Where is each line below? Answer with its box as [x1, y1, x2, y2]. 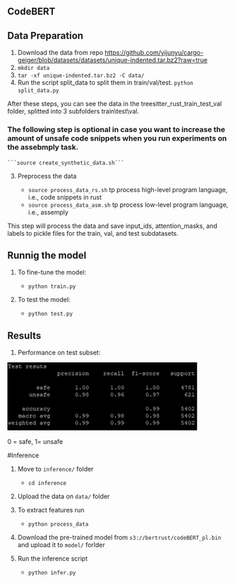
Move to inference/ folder [17, 465, 94, 474]
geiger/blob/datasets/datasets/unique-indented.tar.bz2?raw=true [17, 56, 208, 64]
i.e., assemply [28, 208, 69, 216]
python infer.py [28, 570, 76, 577]
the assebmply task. [7, 143, 79, 152]
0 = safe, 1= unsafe [7, 438, 64, 446]
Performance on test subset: [17, 349, 101, 357]
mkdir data [17, 65, 50, 72]
